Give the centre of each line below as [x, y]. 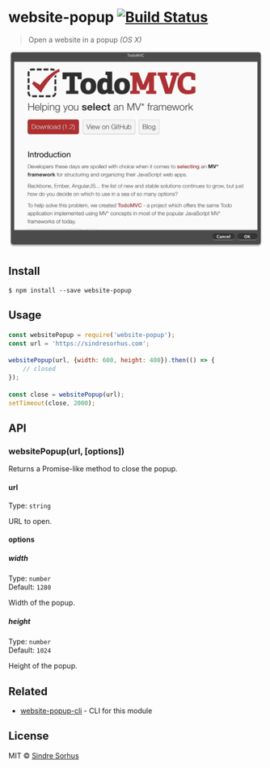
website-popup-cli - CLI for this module [86, 711]
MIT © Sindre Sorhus [44, 755]
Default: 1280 [30, 587]
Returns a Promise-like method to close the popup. [93, 469]
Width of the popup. [42, 603]
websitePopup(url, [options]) [67, 451]
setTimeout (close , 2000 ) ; [52, 403]
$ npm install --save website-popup [70, 291]
